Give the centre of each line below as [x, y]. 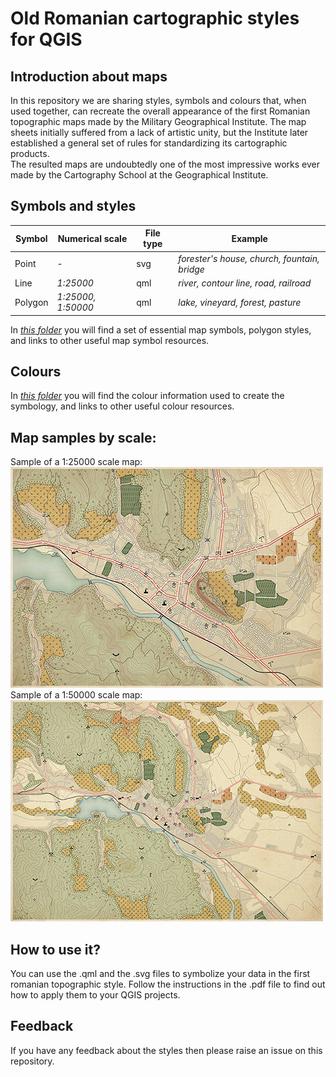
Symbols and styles [73, 206]
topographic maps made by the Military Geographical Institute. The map [158, 121]
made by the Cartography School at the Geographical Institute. [139, 175]
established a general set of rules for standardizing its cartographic [149, 143]
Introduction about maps [89, 76]
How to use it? [55, 949]
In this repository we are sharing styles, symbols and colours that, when [158, 100]
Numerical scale [92, 238]
